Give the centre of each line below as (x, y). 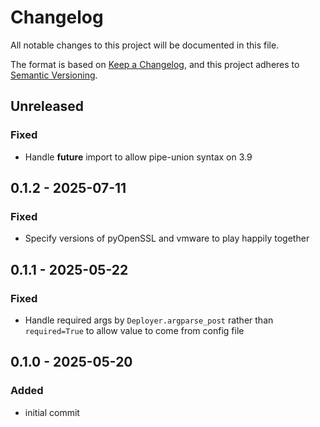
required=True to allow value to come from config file (134, 330)
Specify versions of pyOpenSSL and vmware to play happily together (167, 238)
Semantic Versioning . (54, 75)
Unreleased (47, 106)
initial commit (52, 412)
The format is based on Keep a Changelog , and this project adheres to (155, 64)
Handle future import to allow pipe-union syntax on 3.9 (138, 157)
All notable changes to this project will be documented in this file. (145, 45)
